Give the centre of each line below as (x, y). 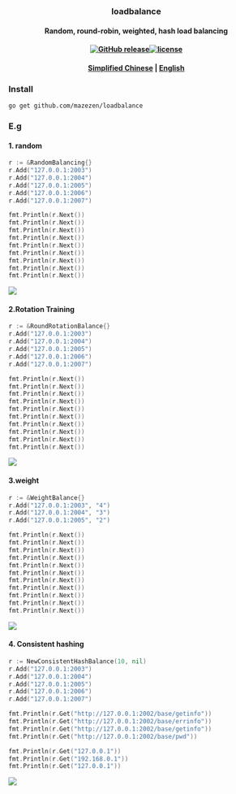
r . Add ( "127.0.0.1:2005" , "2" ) (60, 521)
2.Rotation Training (42, 309)
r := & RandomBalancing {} (50, 163)
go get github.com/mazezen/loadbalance (76, 106)
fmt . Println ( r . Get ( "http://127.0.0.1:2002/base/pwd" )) (103, 736)
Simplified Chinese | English (136, 67)
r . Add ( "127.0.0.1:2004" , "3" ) (60, 513)
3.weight (24, 480)
